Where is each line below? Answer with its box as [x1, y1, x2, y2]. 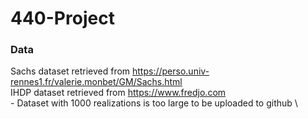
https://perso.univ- [132, 65, 210, 77]
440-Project [10, 7, 115, 30]
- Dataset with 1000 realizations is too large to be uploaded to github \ [10, 97, 298, 109]
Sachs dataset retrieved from [10, 65, 131, 77]
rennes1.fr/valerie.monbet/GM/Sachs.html [10, 76, 183, 88]
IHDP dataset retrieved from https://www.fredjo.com [10, 87, 227, 99]
